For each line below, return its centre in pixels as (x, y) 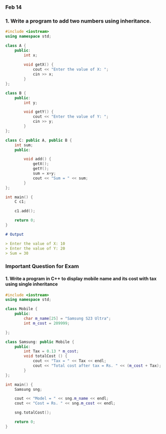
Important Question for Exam (42, 267)
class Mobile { (22, 309)
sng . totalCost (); (33, 413)
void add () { (38, 159)
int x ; (31, 55)
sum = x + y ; (44, 174)
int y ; (31, 103)
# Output (15, 234)
